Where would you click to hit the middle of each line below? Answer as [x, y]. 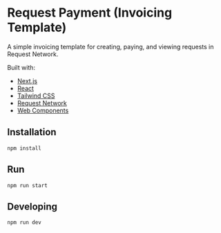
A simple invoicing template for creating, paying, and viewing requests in [110, 46]
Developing [32, 206]
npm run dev [24, 223]
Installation [32, 132]
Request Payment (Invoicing [90, 13]
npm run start [28, 185]
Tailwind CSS [36, 96]
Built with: [21, 67]
